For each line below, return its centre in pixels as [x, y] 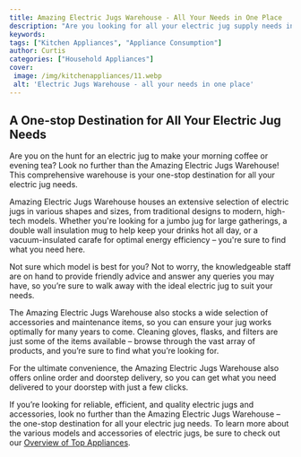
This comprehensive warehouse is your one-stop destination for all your [142, 175]
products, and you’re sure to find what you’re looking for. [114, 351]
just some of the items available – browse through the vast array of [132, 341]
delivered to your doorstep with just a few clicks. [99, 387]
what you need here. [47, 250]
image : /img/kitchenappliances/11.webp [88, 76]
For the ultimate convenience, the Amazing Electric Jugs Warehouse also [144, 368]
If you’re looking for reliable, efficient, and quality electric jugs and [132, 405]
